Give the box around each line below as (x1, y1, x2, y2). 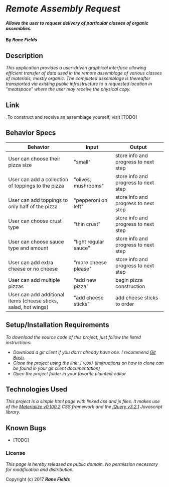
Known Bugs (6, 424, 47, 432)
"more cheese (73, 259, 107, 266)
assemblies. (6, 25, 32, 31)
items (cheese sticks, (8, 297, 58, 304)
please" (73, 265, 92, 272)
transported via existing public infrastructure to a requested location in (6, 81, 152, 87)
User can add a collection (8, 176, 69, 183)
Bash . (13, 354, 26, 360)
